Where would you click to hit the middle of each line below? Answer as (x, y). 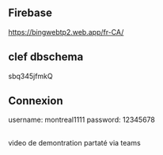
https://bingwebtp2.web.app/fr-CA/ (66, 32)
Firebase (30, 13)
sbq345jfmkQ (30, 76)
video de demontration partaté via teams (74, 142)
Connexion (36, 101)
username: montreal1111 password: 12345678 (82, 120)
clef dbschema (46, 57)
